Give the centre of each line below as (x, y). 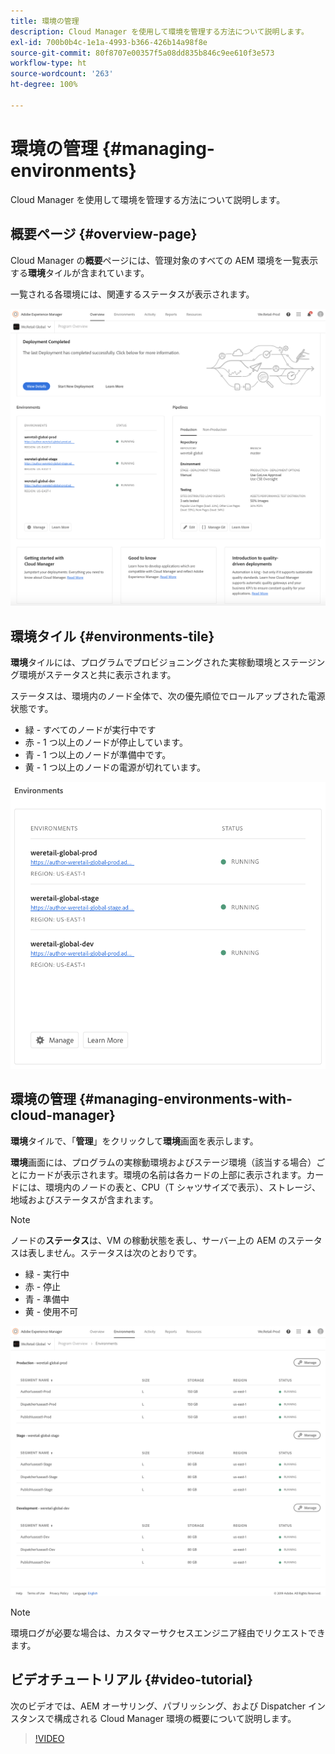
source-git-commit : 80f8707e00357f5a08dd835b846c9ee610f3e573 (142, 53)
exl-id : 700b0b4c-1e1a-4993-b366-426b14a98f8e (109, 42)
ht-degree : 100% (44, 85)
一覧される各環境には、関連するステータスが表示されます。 (132, 294)
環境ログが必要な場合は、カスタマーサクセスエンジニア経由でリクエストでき (168, 1632)
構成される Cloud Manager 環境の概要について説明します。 (175, 1718)
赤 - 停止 (43, 1286)
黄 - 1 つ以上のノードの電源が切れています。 (115, 767)
